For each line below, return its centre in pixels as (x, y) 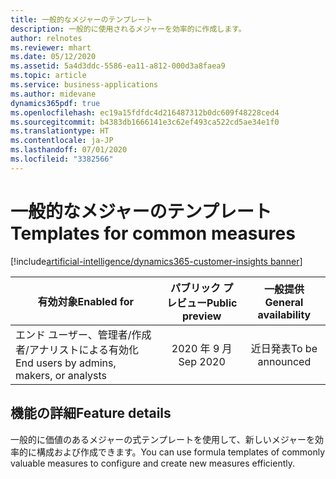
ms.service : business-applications (84, 85)
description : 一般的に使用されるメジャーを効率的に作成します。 (128, 29)
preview (202, 316)
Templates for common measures (153, 233)
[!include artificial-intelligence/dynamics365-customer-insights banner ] (156, 261)
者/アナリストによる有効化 (77, 349)
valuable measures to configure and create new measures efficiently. (152, 463)
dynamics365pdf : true (55, 103)
